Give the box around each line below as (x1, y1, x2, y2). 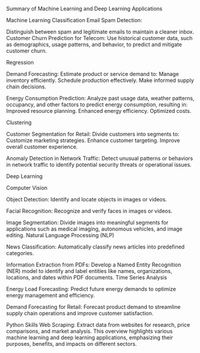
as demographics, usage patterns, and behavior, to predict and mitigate (6, 41, 182, 48)
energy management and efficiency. (6, 292, 96, 299)
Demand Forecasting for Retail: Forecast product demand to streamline (6, 303, 181, 310)
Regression (6, 59, 34, 66)
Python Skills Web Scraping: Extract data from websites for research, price (6, 321, 190, 328)
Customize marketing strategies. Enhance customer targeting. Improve (6, 137, 180, 144)
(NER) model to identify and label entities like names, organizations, (6, 268, 173, 274)
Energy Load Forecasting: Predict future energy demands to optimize (6, 286, 176, 292)
